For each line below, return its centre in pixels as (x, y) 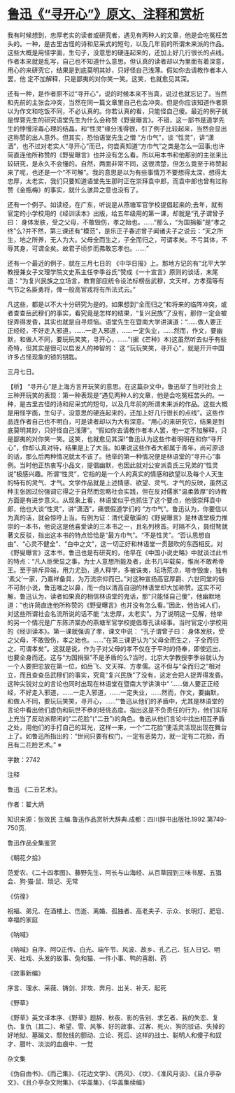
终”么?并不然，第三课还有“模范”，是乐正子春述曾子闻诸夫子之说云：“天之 (112, 231)
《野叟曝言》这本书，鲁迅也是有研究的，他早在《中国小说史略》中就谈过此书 (117, 552)
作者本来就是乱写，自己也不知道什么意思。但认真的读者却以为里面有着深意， (117, 61)
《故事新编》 (26, 973)
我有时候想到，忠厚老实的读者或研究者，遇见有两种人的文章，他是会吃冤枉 (114, 35)
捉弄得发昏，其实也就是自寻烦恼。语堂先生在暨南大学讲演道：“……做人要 (112, 322)
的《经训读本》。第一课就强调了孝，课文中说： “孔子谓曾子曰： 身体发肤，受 (116, 631)
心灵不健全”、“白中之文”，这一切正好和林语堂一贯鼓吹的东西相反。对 (124, 543)
